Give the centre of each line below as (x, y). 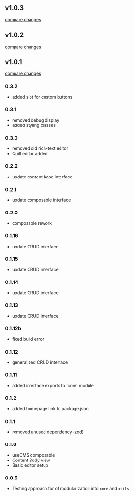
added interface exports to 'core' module (53, 386)
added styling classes (34, 125)
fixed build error (28, 339)
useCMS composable (33, 455)
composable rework (32, 223)
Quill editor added (30, 154)
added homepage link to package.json (50, 408)
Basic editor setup (30, 465)
